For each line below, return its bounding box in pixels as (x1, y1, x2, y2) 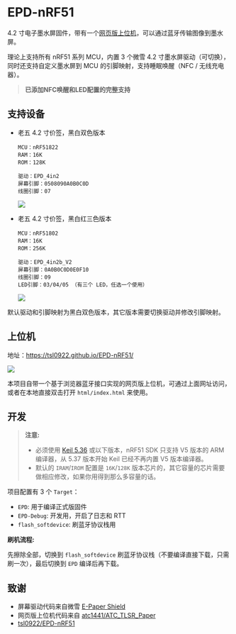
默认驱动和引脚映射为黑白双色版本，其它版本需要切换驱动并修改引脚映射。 (7, 308, 225, 316)
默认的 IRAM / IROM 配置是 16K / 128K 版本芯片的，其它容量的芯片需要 (35, 464, 225, 472)
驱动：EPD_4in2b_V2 (17, 258, 72, 266)
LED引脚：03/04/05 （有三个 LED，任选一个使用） (17, 281, 148, 288)
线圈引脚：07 (17, 187, 51, 195)
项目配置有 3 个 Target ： (7, 487, 79, 496)
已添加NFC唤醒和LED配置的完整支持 (24, 85, 131, 94)
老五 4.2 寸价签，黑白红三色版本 (17, 214, 112, 223)
